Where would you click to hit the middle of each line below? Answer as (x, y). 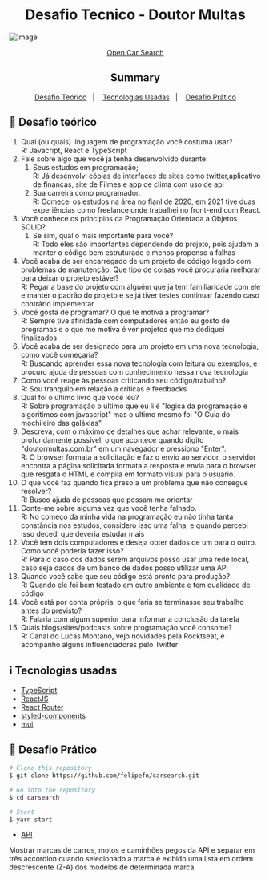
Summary (135, 78)
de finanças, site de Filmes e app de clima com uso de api (128, 184)
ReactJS (34, 699)
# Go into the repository (52, 790)
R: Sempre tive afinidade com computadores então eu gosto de (125, 320)
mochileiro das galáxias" (61, 423)
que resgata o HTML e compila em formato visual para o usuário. (128, 474)
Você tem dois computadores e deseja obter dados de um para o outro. (139, 542)
